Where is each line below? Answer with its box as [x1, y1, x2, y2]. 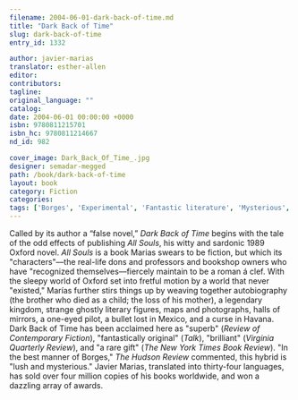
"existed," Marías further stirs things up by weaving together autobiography [9, 285, 288, 295]
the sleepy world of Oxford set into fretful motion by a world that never [9, 276, 270, 286]
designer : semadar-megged [9, 162, 106, 171]
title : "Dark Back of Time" [9, 21, 115, 30]
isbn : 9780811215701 [9, 121, 87, 130]
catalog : [9, 104, 42, 113]
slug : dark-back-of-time [9, 30, 102, 38]
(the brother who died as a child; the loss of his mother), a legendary [9, 294, 262, 305]
